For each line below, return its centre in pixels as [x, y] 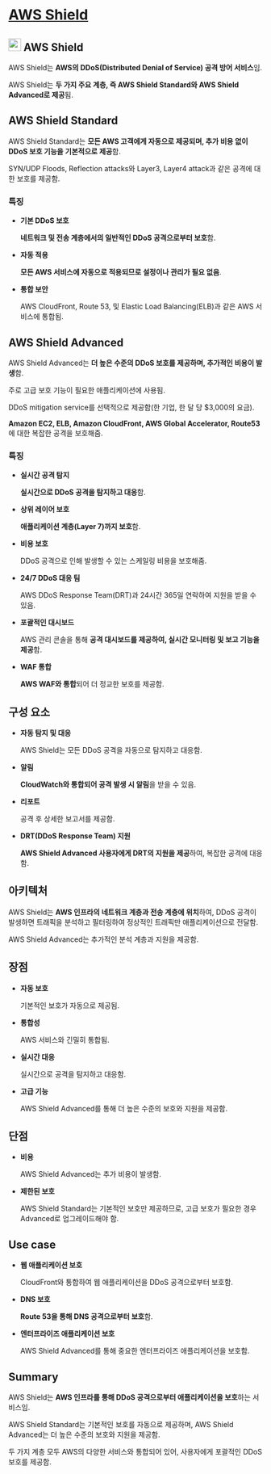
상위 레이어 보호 [45, 510]
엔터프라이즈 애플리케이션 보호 [67, 1333]
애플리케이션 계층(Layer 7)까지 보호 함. [80, 527]
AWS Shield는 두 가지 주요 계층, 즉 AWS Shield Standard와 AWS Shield [124, 85]
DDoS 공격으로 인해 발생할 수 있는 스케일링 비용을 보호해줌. [113, 561]
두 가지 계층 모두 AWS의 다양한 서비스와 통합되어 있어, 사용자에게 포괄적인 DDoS [135, 1452]
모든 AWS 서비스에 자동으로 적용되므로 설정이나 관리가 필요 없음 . [121, 272]
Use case [32, 1244]
